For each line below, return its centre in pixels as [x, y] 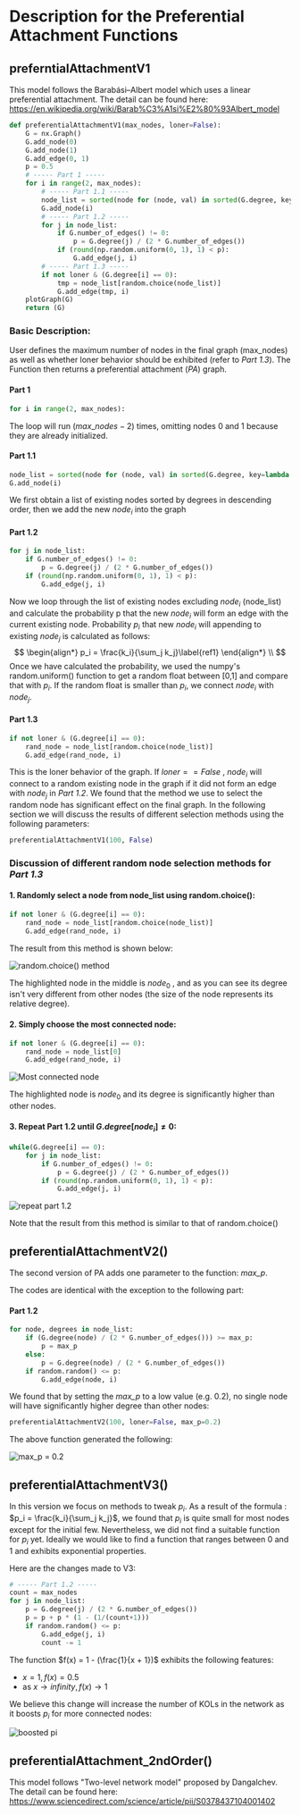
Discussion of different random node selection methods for [140, 862]
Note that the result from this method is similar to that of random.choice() [144, 1223]
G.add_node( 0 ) [51, 142]
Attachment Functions [94, 35]
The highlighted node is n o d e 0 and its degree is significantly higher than [142, 1095]
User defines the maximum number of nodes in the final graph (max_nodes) [149, 350]
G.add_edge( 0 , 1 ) [58, 158]
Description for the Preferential [127, 17]
